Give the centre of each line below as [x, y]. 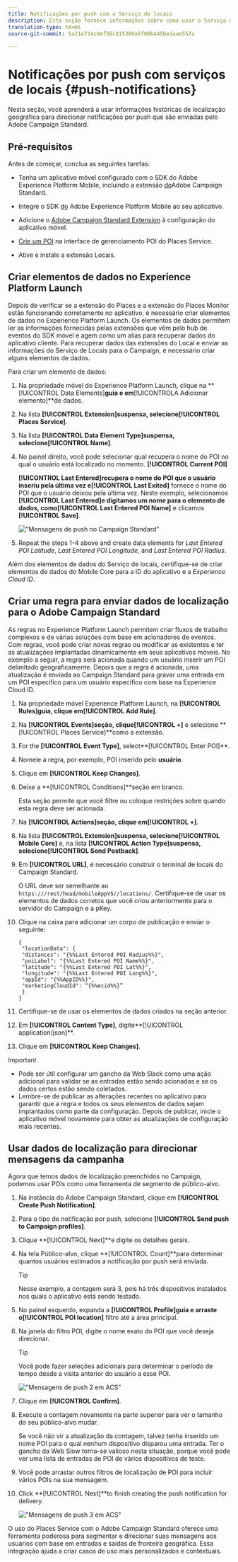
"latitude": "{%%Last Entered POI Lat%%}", [87, 967]
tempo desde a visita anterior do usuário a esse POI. [94, 1374]
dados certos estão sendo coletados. [72, 1089]
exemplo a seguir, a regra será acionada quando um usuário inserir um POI [117, 660]
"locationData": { [49, 948]
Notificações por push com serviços [117, 75]
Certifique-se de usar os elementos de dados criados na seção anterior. [123, 1011]
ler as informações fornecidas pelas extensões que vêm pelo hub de [108, 328]
